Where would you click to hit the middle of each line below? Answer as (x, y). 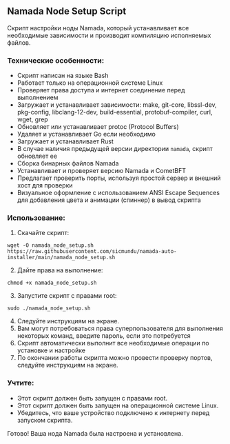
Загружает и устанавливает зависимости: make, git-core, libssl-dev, (117, 105)
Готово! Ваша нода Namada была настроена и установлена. (95, 433)
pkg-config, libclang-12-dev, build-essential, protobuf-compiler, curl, (115, 112)
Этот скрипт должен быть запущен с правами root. (92, 398)
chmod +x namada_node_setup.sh (52, 283)
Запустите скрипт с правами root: (67, 296)
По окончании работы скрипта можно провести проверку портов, (115, 358)
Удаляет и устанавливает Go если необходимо (86, 134)
